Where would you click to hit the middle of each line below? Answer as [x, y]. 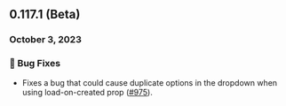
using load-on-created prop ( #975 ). [87, 92]
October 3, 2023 [45, 40]
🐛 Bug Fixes [35, 64]
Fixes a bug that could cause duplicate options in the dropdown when [150, 82]
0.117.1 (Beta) [45, 15]
